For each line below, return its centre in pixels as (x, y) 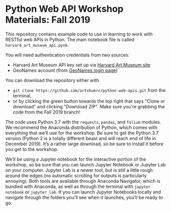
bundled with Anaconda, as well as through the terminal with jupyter (78, 186)
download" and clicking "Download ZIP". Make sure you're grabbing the (89, 106)
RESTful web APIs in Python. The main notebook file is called (70, 40)
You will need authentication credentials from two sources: (68, 55)
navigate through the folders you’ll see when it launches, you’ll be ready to (84, 197)
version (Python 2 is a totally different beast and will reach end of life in (81, 138)
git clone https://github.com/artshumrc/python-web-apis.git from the (89, 90)
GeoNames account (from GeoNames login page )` (66, 70)
